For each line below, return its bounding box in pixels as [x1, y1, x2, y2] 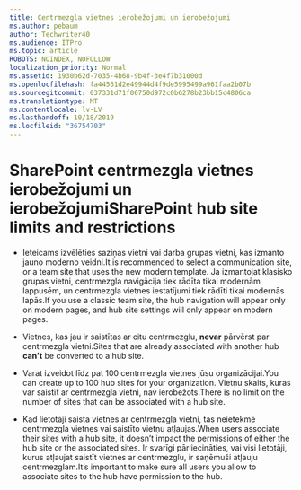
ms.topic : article [9, 47, 78, 56]
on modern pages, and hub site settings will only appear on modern [22, 304, 274, 315]
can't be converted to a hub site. [22, 350, 145, 361]
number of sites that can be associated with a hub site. [22, 396, 226, 407]
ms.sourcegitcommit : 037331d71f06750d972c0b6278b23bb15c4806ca [9, 88, 252, 97]
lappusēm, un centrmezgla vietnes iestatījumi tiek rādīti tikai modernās [22, 284, 285, 296]
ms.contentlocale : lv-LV [9, 105, 102, 114]
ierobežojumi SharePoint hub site [9, 198, 259, 219]
